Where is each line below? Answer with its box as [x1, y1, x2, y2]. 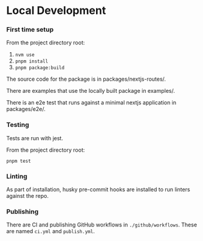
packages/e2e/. [6, 106, 46, 113]
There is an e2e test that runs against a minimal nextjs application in [6, 99, 177, 106]
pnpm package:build [15, 65, 65, 71]
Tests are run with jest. [6, 134, 64, 141]
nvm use [15, 52, 35, 58]
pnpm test [6, 158, 32, 164]
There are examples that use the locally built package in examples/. [6, 87, 175, 95]
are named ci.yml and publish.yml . [6, 228, 95, 235]
